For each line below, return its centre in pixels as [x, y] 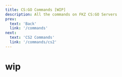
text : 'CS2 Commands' [32, 38]
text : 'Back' [23, 24]
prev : [11, 19]
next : [11, 33]
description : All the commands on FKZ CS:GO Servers [61, 14]
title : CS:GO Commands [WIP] [35, 10]
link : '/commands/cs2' [33, 42]
